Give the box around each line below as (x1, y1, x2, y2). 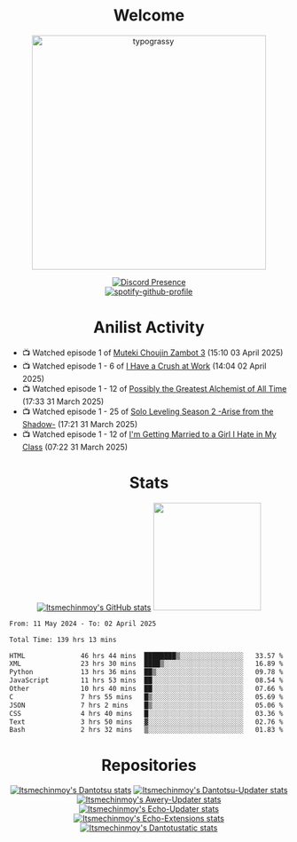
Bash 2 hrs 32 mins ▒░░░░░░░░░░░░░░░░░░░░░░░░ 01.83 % (9, 726, 284, 735)
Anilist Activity (92, 317, 206, 338)
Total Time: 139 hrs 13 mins (9, 635, 117, 644)
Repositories (101, 756, 197, 775)
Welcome (113, 5, 184, 26)
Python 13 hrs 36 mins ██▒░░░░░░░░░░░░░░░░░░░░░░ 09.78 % (9, 668, 284, 677)
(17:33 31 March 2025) (21, 396, 105, 407)
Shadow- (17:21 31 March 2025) (21, 418, 138, 429)
